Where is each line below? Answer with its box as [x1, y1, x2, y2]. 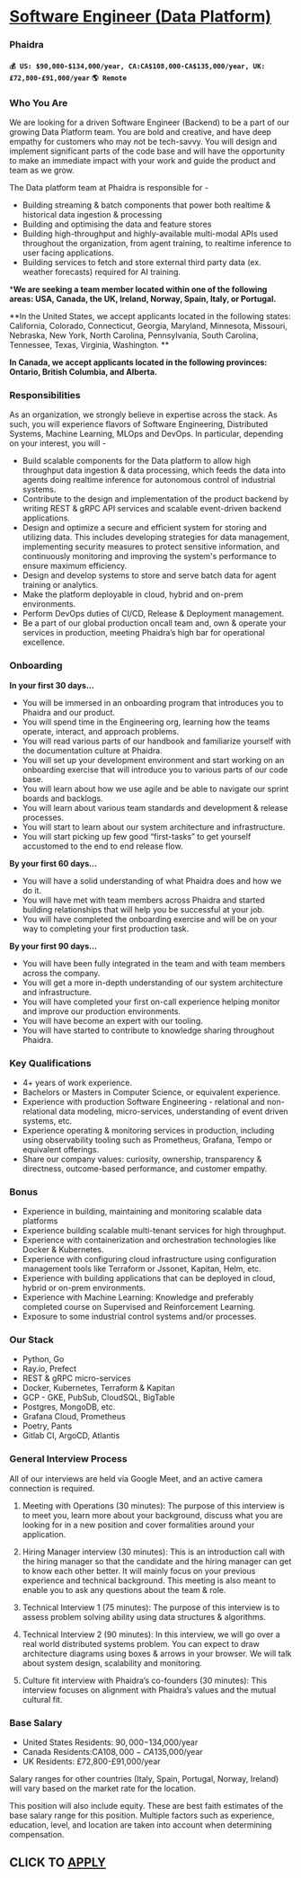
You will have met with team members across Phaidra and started [22, 894, 265, 905]
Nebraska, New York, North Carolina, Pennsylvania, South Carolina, [9, 330, 259, 341]
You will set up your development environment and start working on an [22, 754, 285, 765]
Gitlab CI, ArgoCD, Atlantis [22, 1430, 120, 1441]
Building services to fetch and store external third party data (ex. [22, 257, 262, 267]
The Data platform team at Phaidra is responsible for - [9, 182, 209, 192]
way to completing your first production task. [22, 923, 190, 934]
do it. [22, 885, 42, 895]
